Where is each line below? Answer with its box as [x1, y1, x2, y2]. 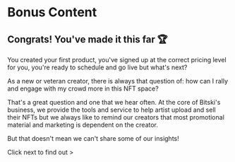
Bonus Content [7, 4, 97, 21]
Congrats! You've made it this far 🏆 [7, 33, 168, 45]
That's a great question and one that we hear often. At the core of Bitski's [7, 98, 221, 106]
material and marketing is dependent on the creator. [7, 121, 159, 129]
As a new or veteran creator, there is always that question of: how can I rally [7, 77, 228, 85]
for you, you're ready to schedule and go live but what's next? [7, 63, 188, 71]
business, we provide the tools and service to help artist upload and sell [7, 105, 217, 114]
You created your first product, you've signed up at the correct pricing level [7, 56, 227, 64]
